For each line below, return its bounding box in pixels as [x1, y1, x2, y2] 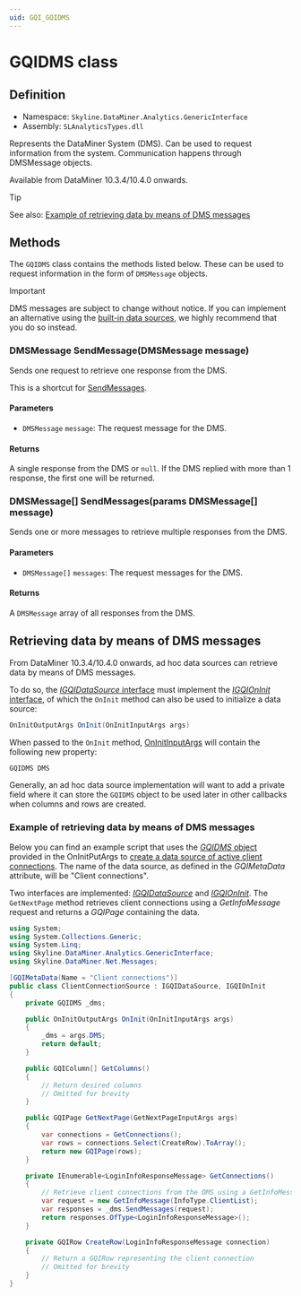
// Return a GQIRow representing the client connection [41, 1254, 254, 1264]
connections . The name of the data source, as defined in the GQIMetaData [9, 860, 285, 871]
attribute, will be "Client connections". [9, 870, 150, 881]
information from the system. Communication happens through [9, 147, 242, 158]
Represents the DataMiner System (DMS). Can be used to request [9, 138, 253, 149]
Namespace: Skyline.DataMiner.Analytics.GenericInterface [21, 111, 248, 122]
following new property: [9, 746, 98, 757]
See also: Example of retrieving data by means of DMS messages [9, 209, 251, 220]
